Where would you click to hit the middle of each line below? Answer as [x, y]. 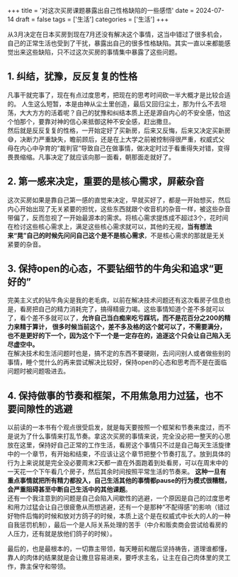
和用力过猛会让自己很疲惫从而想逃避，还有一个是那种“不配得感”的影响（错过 [119, 507]
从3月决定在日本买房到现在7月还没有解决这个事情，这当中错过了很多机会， [117, 34]
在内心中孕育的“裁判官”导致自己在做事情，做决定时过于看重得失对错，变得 [121, 148]
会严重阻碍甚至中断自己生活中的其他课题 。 [69, 489]
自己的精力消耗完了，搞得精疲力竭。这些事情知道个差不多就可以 [131, 309]
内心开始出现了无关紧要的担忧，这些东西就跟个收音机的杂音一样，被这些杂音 [119, 208]
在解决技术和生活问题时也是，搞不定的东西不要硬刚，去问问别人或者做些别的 [119, 354]
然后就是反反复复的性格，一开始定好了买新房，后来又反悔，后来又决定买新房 [119, 130]
